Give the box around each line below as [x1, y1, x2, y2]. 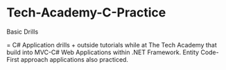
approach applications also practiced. [20, 55, 129, 63]
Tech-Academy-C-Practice [6, 5, 166, 21]
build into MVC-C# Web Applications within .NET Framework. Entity [6, 48, 199, 56]
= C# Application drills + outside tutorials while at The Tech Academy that [6, 40, 217, 49]
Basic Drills [6, 27, 39, 36]
